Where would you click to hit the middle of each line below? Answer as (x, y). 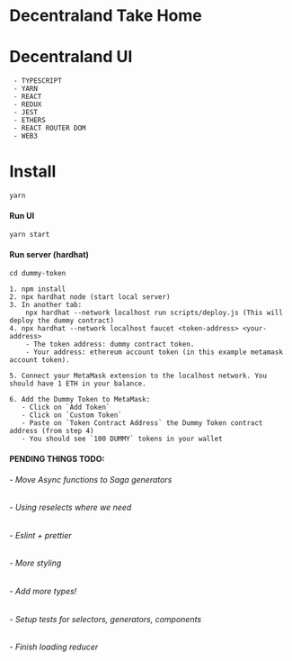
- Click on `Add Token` (66, 407)
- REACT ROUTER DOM (50, 128)
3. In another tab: (46, 305)
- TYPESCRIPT (38, 81)
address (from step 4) (52, 431)
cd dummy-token (38, 274)
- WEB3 (26, 136)
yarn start (30, 235)
